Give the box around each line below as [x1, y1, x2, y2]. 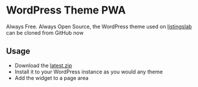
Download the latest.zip [14, 62, 72, 69]
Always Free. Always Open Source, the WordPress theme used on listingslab [6, 23, 192, 30]
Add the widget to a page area [14, 74, 89, 81]
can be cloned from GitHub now [6, 29, 84, 36]
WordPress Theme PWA [6, 4, 126, 17]
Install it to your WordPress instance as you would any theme [14, 68, 163, 75]
